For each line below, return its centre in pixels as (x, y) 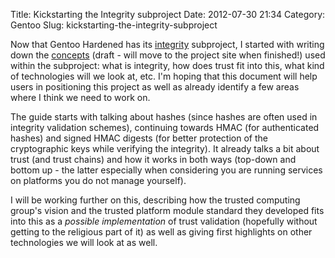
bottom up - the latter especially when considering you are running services (166, 170)
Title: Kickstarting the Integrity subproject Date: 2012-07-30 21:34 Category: (168, 14)
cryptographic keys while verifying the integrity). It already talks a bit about (165, 148)
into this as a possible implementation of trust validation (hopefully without (164, 221)
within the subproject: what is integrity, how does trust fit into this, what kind (167, 65)
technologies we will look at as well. (84, 242)
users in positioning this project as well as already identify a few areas (155, 87)
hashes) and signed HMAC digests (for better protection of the (139, 138)
